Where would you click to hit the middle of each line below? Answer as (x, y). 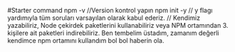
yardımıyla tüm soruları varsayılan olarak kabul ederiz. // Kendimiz (104, 18)
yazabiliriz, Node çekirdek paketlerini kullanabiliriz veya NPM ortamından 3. (118, 25)
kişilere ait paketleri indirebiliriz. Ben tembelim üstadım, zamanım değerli (113, 33)
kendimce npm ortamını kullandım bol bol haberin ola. (86, 41)
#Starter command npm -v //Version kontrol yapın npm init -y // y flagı (110, 10)
